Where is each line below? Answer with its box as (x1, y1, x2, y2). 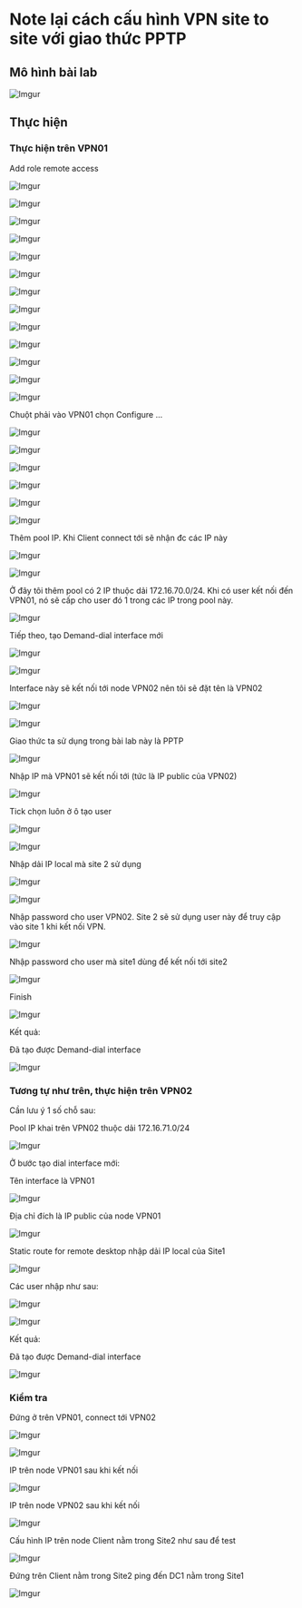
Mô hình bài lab (9, 64, 98, 80)
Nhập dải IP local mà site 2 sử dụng (9, 858, 142, 869)
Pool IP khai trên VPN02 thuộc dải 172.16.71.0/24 (9, 1122, 190, 1133)
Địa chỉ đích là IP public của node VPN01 (9, 1210, 161, 1221)
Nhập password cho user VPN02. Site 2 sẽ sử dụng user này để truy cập (9, 911, 281, 922)
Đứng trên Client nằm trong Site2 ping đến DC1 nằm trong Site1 (9, 1571, 245, 1582)
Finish (9, 991, 32, 1002)
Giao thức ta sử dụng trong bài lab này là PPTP (9, 735, 184, 746)
